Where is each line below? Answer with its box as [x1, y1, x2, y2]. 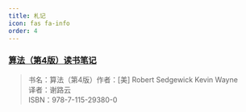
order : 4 [8, 27, 38, 35]
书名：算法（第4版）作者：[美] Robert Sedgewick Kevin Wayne [27, 74, 238, 85]
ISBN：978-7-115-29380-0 [27, 94, 118, 105]
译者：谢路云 [27, 85, 71, 94]
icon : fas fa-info [8, 19, 70, 27]
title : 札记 [8, 11, 46, 20]
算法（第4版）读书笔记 [8, 55, 97, 66]
